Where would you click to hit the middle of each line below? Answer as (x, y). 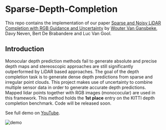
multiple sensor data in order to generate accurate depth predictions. (76, 87)
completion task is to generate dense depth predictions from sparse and (79, 77)
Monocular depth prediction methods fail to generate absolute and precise (81, 61)
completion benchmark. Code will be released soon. (58, 103)
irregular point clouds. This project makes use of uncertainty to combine (79, 82)
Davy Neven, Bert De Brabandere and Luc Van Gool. (58, 33)
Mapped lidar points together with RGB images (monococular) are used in (80, 92)
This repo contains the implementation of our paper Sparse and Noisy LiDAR (83, 23)
